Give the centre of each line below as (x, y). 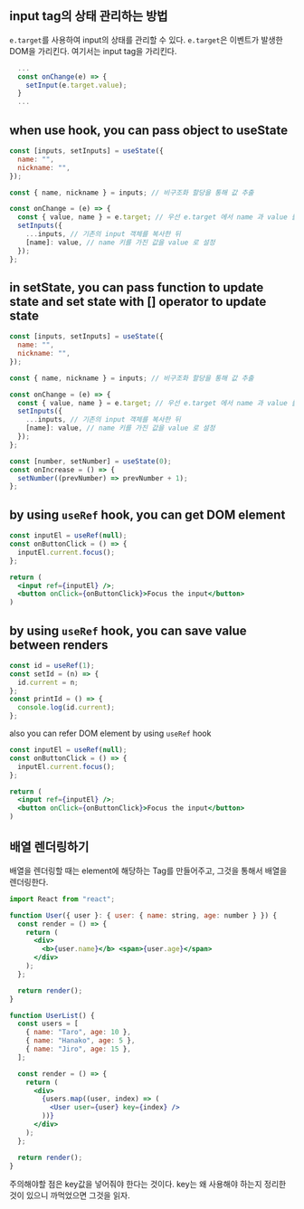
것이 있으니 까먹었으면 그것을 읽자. (70, 1195)
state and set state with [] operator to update (138, 301)
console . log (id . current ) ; (66, 708)
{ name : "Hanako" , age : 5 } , (81, 1041)
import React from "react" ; (62, 899)
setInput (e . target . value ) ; (76, 85)
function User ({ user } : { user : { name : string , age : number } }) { (143, 915)
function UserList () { (52, 1015)
